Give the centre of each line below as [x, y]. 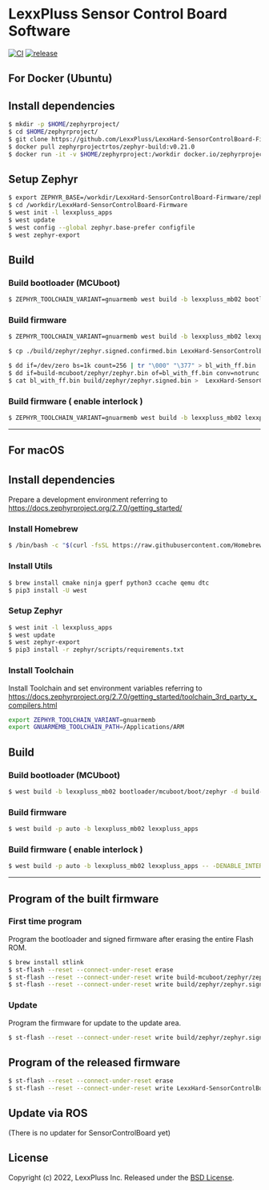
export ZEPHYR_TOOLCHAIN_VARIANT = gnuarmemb [82, 719]
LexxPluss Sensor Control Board [118, 14]
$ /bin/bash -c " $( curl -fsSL [59, 546]
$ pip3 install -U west [48, 590]
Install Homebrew [43, 529]
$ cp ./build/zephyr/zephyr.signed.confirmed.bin [93, 351]
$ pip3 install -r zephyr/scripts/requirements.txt [96, 650]
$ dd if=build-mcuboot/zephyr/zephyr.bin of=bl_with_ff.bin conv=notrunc [134, 373]
